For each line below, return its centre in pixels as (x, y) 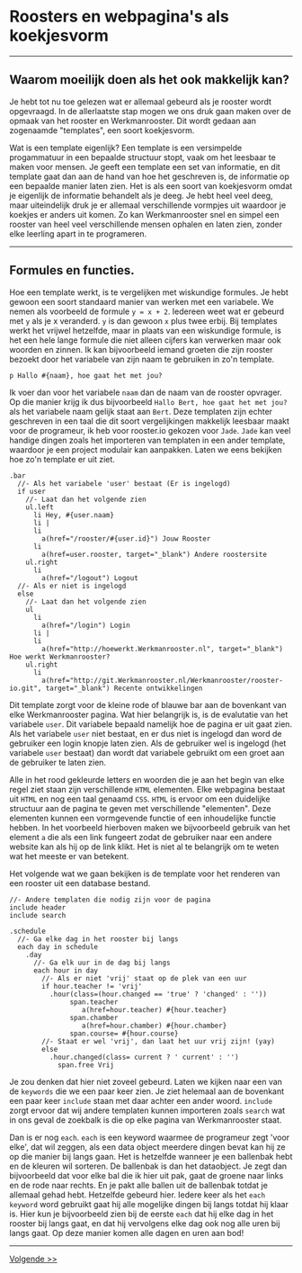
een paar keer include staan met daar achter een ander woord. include (141, 1100)
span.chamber (94, 1018)
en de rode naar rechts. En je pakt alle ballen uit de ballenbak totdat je (138, 1185)
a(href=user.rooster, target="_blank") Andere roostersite (155, 554)
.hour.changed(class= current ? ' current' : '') (144, 1057)
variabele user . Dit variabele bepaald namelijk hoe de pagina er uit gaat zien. (151, 724)
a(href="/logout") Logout (90, 578)
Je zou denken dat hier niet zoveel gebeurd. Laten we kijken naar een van (146, 1081)
